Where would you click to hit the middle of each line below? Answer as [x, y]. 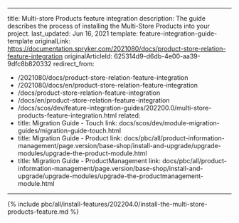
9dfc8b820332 [30, 64]
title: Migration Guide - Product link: [70, 138]
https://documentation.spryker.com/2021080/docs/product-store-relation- [117, 48]
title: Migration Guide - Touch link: [67, 123]
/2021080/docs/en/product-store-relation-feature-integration [107, 85]
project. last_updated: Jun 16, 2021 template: [73, 33]
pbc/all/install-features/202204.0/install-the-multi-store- [124, 204]
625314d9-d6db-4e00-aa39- [157, 56]
